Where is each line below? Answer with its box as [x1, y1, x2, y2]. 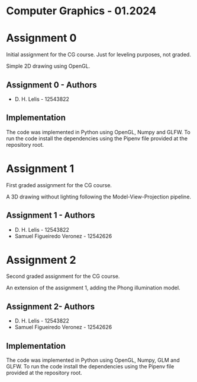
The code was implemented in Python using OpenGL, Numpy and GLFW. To [6, 128, 190, 135]
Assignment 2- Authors [6, 301, 95, 311]
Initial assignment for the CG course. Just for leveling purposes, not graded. [6, 51, 191, 58]
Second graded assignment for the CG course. [6, 273, 120, 280]
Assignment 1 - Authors [6, 210, 95, 220]
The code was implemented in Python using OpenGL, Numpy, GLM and [6, 356, 180, 364]
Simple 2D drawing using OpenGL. [6, 62, 91, 70]
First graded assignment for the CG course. [6, 181, 112, 188]
